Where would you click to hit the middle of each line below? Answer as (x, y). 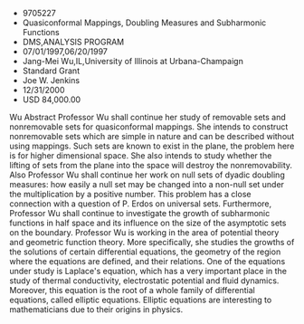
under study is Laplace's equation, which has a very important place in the (148, 271)
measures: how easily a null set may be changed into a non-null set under (147, 184)
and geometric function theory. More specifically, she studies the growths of (152, 242)
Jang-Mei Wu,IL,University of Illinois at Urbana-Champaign (133, 61)
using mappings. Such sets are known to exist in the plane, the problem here (152, 146)
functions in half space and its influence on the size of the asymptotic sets (148, 223)
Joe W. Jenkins (51, 80)
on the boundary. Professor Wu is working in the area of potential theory (144, 233)
